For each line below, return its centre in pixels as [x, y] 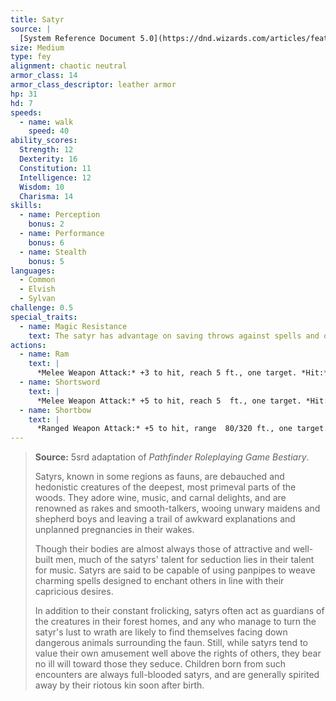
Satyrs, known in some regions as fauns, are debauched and [159, 477]
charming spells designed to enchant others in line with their [159, 581]
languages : [33, 271]
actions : [28, 345]
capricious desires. [74, 592]
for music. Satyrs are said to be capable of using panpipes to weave [175, 570]
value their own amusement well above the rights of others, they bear [178, 653]
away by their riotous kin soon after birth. [119, 685]
